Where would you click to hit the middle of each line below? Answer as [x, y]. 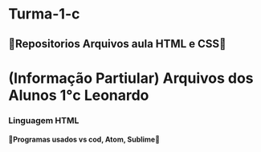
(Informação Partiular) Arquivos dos [131, 78]
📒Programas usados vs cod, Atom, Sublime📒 [84, 140]
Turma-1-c [44, 14]
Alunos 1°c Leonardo [79, 95]
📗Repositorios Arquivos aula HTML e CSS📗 [117, 44]
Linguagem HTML [44, 120]
